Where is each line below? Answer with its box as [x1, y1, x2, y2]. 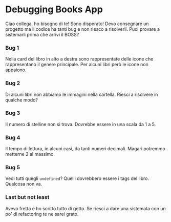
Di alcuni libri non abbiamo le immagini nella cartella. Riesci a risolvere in [5, 91, 158, 97]
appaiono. [5, 67, 27, 73]
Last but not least [5, 194, 50, 201]
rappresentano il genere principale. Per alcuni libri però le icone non [5, 62, 148, 68]
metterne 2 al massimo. [5, 151, 55, 157]
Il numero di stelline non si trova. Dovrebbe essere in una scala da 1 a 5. [5, 121, 156, 127]
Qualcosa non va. [5, 181, 42, 187]
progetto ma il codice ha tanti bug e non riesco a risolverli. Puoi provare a [5, 26, 160, 32]
